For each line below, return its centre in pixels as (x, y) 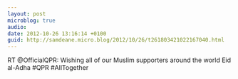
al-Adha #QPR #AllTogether (48, 68)
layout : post (27, 14)
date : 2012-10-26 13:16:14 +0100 (57, 34)
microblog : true (31, 20)
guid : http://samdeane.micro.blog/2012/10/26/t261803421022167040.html (116, 40)
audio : (17, 27)
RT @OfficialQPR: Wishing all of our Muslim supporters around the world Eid (119, 60)
